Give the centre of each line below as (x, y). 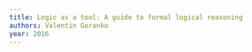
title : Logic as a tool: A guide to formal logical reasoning (126, 17)
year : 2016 (29, 33)
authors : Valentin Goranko (59, 26)
